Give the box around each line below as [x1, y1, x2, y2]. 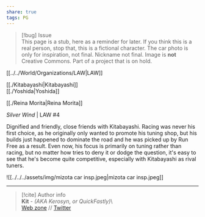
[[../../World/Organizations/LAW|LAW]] [6, 69, 103, 76]
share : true [6, 9, 37, 15]
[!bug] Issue [21, 31, 52, 38]
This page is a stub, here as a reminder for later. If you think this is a [21, 38, 192, 45]
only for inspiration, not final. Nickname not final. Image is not [21, 51, 177, 58]
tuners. [6, 162, 24, 169]
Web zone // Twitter [21, 204, 71, 211]
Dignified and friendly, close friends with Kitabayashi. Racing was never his [6, 123, 195, 130]
